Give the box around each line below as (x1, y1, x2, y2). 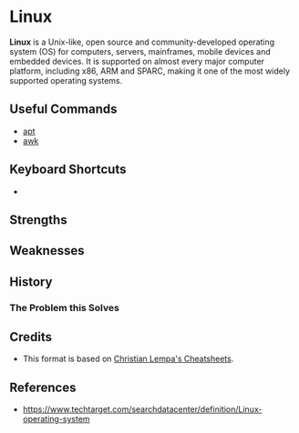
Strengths (9, 212, 67, 227)
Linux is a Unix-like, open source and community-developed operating (9, 36, 275, 47)
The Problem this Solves (9, 301, 120, 314)
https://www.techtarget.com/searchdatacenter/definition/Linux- (22, 404, 263, 415)
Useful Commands (9, 102, 118, 117)
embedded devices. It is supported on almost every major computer (9, 55, 265, 66)
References (9, 379, 77, 395)
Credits (9, 329, 53, 345)
